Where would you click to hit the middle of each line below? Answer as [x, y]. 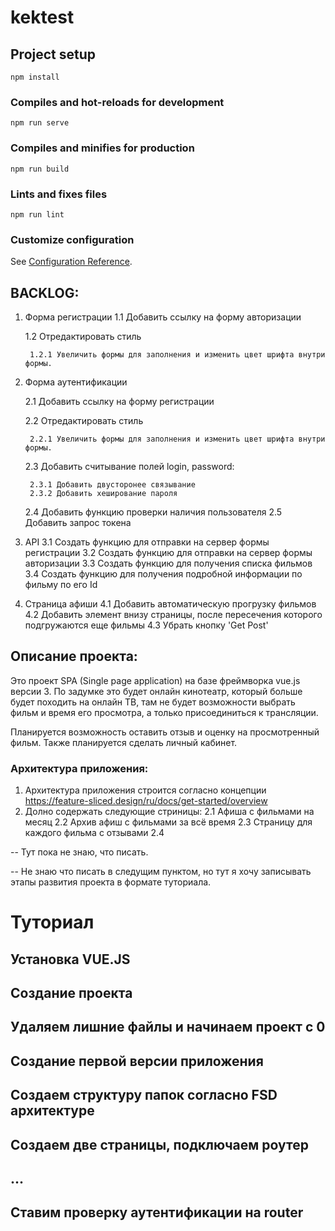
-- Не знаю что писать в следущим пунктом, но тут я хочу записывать [161, 872]
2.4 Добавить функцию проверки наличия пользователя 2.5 [153, 512]
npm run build [40, 169]
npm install [35, 77]
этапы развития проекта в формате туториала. [111, 882]
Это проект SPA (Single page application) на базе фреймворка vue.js [155, 680]
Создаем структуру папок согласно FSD [144, 1095]
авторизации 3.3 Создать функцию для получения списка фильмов [168, 563]
